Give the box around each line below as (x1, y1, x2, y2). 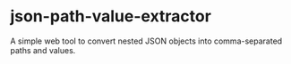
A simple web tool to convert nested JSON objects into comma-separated (10, 36, 283, 46)
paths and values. (10, 44, 76, 55)
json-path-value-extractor (10, 6, 211, 27)
